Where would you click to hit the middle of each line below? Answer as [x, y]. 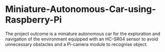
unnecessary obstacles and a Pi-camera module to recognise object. [76, 44]
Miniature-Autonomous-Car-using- [81, 9]
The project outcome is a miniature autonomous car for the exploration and [83, 33]
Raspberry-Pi [34, 20]
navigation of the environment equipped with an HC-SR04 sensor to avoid [82, 39]
